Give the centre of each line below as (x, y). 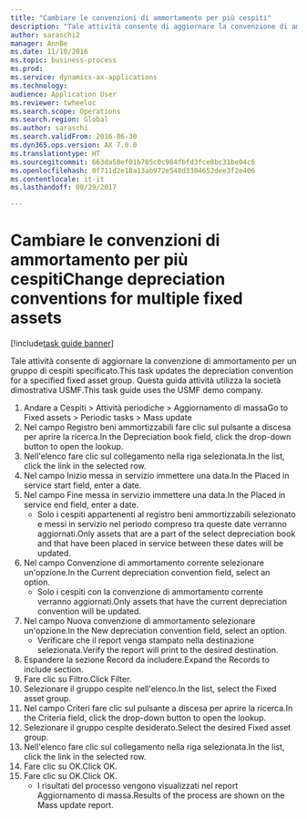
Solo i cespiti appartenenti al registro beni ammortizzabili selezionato (166, 514)
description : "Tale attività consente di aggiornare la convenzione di (149, 26)
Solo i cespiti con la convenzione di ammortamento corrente (150, 592)
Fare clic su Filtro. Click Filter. (77, 679)
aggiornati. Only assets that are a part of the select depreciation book (166, 534)
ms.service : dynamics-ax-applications (84, 78)
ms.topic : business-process (64, 60)
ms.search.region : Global (59, 119)
